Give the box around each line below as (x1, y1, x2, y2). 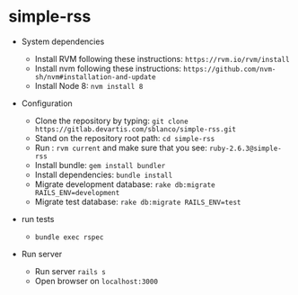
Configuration (21, 97, 73, 109)
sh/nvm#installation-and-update (34, 72, 156, 82)
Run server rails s (34, 265, 107, 276)
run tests (21, 213, 55, 224)
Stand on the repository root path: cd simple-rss (34, 132, 215, 143)
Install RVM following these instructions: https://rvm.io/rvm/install (34, 53, 290, 64)
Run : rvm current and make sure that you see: (34, 142, 207, 153)
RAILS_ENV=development (34, 188, 120, 197)
